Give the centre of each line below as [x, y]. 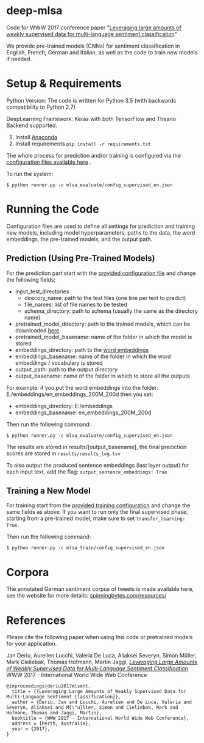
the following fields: [31, 279]
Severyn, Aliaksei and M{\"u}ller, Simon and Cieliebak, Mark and [92, 708]
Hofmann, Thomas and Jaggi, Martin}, [54, 713]
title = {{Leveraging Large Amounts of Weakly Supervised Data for [99, 692]
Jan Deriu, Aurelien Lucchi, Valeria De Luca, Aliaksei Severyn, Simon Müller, [101, 656]
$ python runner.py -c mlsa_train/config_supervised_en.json [86, 548]
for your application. [32, 644]
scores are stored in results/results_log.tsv [63, 453]
